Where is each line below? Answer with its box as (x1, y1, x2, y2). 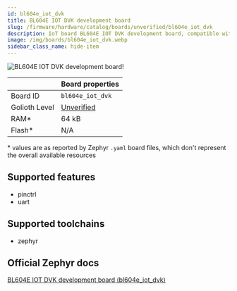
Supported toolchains (7, 218, 105, 230)
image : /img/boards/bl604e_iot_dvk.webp (7, 37, 128, 44)
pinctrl (17, 190, 37, 198)
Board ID (11, 91, 40, 101)
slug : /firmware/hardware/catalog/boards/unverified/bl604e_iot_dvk (7, 23, 213, 30)
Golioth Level (11, 103, 54, 112)
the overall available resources (7, 151, 97, 159)
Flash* (11, 125, 34, 135)
